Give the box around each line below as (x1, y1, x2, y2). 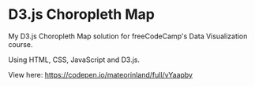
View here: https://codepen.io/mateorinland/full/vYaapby (8, 70, 193, 79)
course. (8, 39, 33, 49)
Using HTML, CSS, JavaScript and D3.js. (8, 55, 141, 64)
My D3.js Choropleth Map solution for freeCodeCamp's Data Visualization (8, 31, 248, 41)
